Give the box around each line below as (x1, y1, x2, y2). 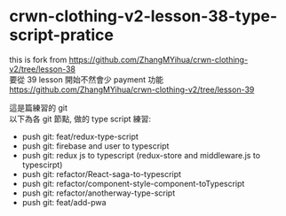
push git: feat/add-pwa (21, 197, 107, 207)
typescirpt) (21, 159, 63, 170)
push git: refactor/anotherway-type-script (21, 188, 176, 198)
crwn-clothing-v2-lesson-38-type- (9, 6, 278, 27)
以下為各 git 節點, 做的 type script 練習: (9, 113, 152, 124)
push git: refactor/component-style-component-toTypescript (21, 178, 245, 189)
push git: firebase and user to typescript (21, 140, 170, 151)
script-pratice (9, 25, 114, 45)
